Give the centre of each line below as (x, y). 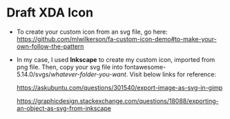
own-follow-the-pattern (50, 46)
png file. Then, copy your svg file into (70, 67)
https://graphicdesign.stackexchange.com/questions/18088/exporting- (117, 100)
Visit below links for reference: (173, 74)
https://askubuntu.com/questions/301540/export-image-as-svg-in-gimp (119, 87)
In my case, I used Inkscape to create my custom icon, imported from (116, 59)
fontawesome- (145, 67)
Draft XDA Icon (50, 13)
